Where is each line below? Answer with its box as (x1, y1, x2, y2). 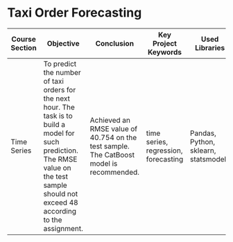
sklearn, (189, 146, 216, 155)
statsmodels (189, 154, 230, 164)
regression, (146, 146, 183, 155)
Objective (46, 38, 80, 48)
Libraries (195, 43, 225, 53)
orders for (43, 85, 76, 94)
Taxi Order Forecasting (7, 5, 142, 21)
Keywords (148, 47, 182, 57)
